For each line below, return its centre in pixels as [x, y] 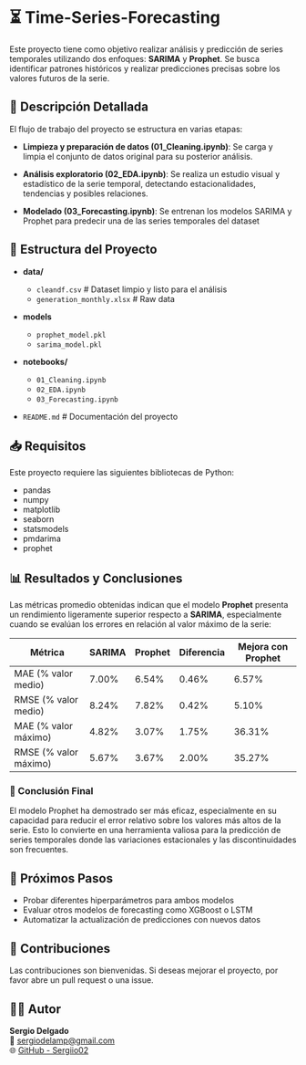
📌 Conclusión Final [51, 791]
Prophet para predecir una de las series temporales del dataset [141, 221]
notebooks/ [45, 361]
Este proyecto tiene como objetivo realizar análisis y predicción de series [147, 49]
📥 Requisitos [48, 446]
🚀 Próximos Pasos [61, 878]
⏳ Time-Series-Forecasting [115, 18]
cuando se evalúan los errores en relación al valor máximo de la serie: [140, 624]
